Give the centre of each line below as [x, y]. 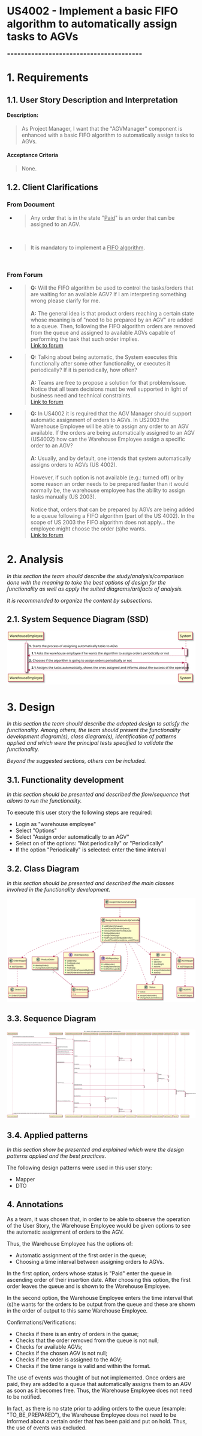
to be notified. [24, 1397]
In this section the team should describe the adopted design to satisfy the [98, 724]
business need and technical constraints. [81, 395]
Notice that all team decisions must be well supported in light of [109, 389]
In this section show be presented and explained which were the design [96, 1149]
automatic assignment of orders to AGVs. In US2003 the [100, 420]
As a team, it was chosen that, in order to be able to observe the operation [99, 1219]
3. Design [31, 707]
